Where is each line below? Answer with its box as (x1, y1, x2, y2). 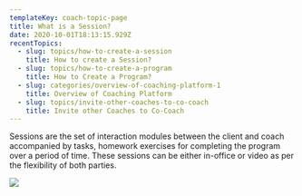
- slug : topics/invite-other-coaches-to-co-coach (17, 97, 209, 107)
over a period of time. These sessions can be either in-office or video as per (9, 151, 295, 162)
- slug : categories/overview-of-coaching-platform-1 (17, 81, 221, 90)
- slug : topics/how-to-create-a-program (17, 64, 172, 73)
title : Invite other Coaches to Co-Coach (25, 106, 184, 115)
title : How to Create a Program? (25, 73, 152, 82)
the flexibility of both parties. (9, 160, 117, 171)
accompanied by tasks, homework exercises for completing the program (9, 141, 281, 152)
